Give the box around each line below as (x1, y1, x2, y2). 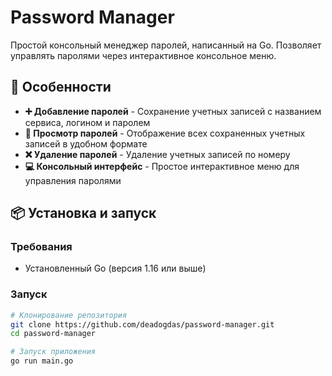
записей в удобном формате (24, 137, 148, 150)
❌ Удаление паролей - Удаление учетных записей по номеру (24, 148, 291, 160)
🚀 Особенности (10, 79, 112, 96)
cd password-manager (10, 329, 97, 339)
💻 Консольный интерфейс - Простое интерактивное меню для (24, 160, 300, 172)
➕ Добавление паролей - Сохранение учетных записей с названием (24, 105, 322, 117)
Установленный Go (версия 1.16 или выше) (24, 262, 207, 275)
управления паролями (24, 174, 122, 186)
